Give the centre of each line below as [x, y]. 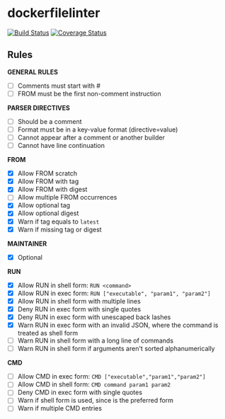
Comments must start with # [59, 86]
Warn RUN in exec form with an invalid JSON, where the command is [118, 325]
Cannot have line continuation [61, 146]
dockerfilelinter [54, 13]
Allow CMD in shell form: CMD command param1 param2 [94, 384]
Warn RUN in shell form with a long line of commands [96, 340]
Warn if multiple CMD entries [60, 408]
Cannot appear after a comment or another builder [91, 137]
